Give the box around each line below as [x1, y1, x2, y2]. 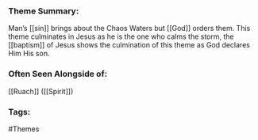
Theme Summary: [8, 6, 79, 17]
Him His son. [8, 49, 50, 59]
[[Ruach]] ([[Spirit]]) [8, 86, 74, 96]
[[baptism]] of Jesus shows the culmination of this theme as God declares [8, 40, 250, 50]
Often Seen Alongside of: [8, 69, 108, 80]
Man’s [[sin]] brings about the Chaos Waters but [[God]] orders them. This [8, 24, 251, 33]
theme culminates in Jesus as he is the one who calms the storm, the [8, 32, 234, 41]
